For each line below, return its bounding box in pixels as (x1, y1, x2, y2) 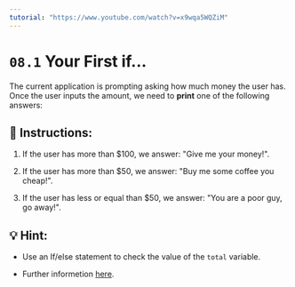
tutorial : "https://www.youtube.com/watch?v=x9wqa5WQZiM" (9, 12, 228, 22)
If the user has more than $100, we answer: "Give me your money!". (21, 148, 270, 160)
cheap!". (21, 175, 53, 187)
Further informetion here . (21, 268, 115, 280)
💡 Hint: (9, 227, 48, 243)
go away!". (21, 202, 61, 213)
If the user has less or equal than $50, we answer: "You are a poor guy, (21, 193, 283, 203)
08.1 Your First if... (9, 51, 147, 71)
